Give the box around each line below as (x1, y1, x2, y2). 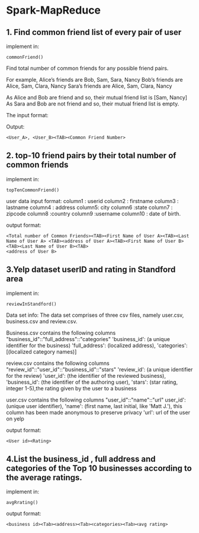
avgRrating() (6, 500, 38, 506)
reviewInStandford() (6, 301, 57, 307)
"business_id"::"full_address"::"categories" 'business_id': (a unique (6, 335, 171, 342)
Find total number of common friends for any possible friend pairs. (6, 65, 169, 72)
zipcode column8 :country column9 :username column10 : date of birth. (6, 210, 181, 217)
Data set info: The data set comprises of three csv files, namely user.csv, (6, 312, 184, 319)
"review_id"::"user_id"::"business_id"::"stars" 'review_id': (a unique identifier (6, 365, 193, 373)
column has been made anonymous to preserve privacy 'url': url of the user (6, 409, 191, 416)
